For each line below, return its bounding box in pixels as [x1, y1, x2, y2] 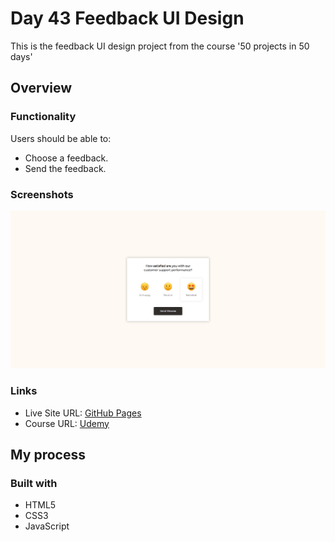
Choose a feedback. [24, 152, 109, 164]
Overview [10, 80, 73, 97]
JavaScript [24, 520, 70, 532]
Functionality [10, 110, 77, 124]
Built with [10, 477, 58, 491]
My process [10, 447, 86, 464]
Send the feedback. [24, 162, 107, 174]
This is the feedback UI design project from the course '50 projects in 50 [10, 40, 310, 52]
